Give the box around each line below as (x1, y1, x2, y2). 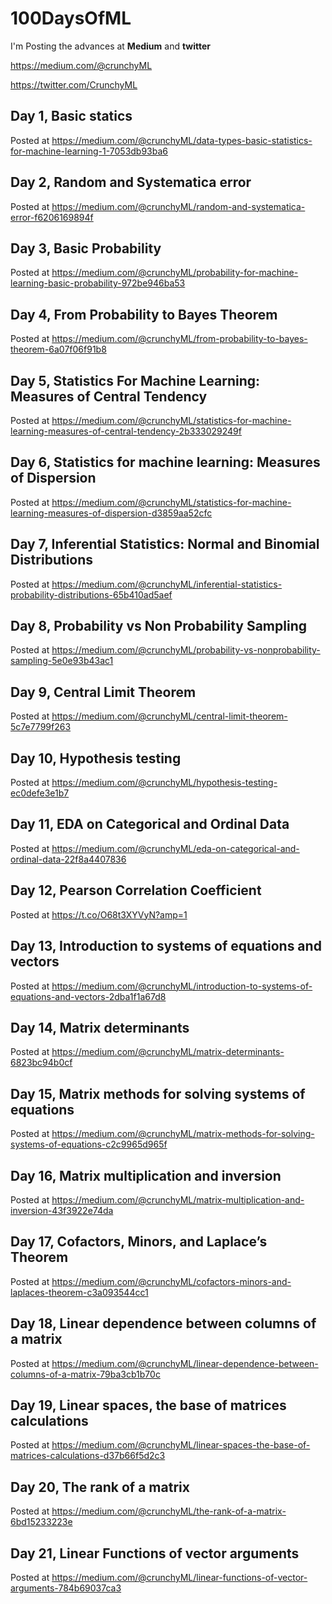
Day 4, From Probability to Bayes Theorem (10, 306, 278, 323)
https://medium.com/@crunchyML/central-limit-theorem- (51, 710, 288, 722)
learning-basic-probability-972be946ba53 (10, 277, 186, 289)
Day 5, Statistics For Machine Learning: (10, 372, 261, 389)
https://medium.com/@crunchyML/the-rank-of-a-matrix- (51, 1505, 287, 1517)
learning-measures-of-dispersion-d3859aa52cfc (10, 507, 213, 519)
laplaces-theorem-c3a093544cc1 (10, 1286, 149, 1298)
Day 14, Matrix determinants (10, 1019, 190, 1036)
